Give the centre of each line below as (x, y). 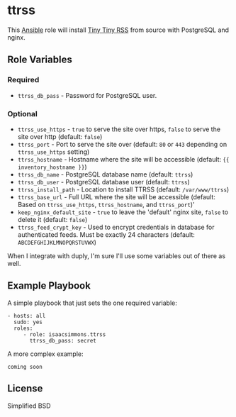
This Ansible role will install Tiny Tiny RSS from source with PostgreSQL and (118, 30)
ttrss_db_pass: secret (63, 340)
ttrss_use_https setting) (54, 152)
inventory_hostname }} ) (52, 167)
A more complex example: (45, 354)
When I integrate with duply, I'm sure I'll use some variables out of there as (116, 256)
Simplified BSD (29, 406)
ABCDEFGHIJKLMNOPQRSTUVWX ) (57, 242)
